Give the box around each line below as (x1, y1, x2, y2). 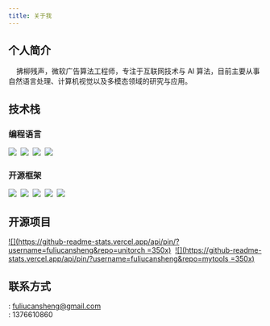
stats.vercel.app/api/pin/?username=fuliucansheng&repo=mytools (8, 254, 229, 264)
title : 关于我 (8, 11, 52, 20)
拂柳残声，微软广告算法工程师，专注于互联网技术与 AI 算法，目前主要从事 (15, 66, 260, 76)
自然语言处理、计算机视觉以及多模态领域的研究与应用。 (8, 76, 192, 86)
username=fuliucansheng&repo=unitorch (8, 246, 146, 255)
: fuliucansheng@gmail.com (8, 301, 102, 311)
